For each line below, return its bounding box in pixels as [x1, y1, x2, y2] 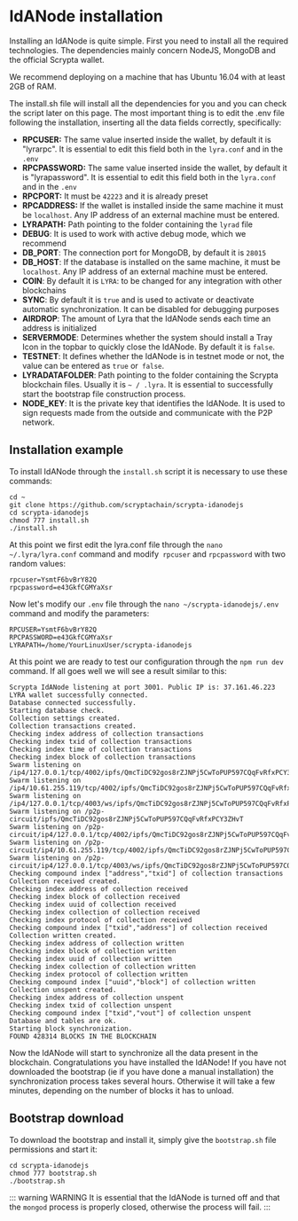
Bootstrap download [9, 1111, 124, 1126]
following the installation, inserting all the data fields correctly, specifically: [9, 117, 282, 128]
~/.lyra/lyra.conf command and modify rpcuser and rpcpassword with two [9, 548, 286, 560]
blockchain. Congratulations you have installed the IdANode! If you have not [9, 1057, 286, 1068]
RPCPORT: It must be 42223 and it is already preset [21, 191, 208, 201]
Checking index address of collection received [9, 884, 189, 893]
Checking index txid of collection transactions [9, 737, 192, 746]
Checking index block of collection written [9, 946, 176, 955]
